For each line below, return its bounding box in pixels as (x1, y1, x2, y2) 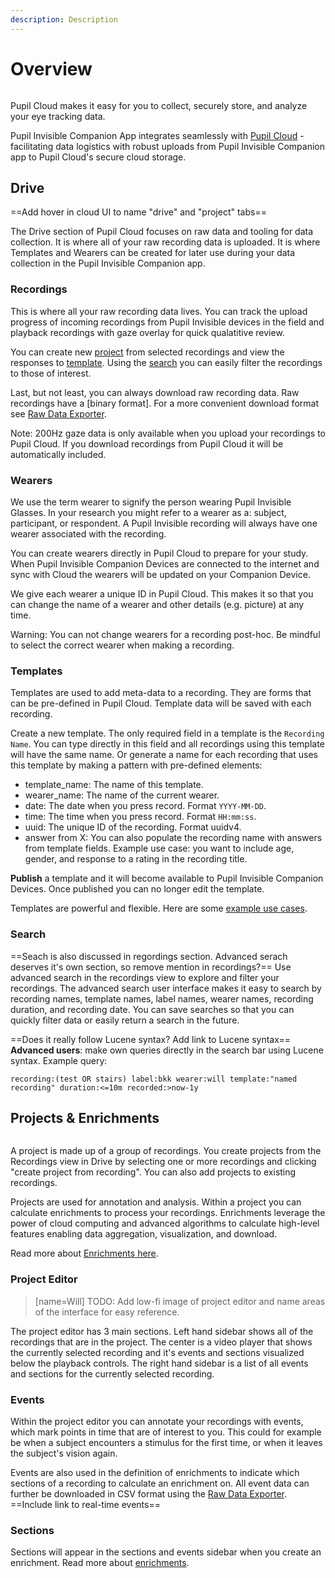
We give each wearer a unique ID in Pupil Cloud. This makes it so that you (10, 587, 314, 600)
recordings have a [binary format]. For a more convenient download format (10, 397, 319, 409)
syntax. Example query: (10, 1054, 108, 1066)
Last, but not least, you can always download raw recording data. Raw (10, 386, 300, 398)
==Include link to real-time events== (10, 1498, 161, 1510)
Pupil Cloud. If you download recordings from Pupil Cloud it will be (10, 437, 284, 450)
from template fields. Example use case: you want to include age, (24, 842, 295, 855)
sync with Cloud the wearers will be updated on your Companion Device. (10, 568, 311, 580)
